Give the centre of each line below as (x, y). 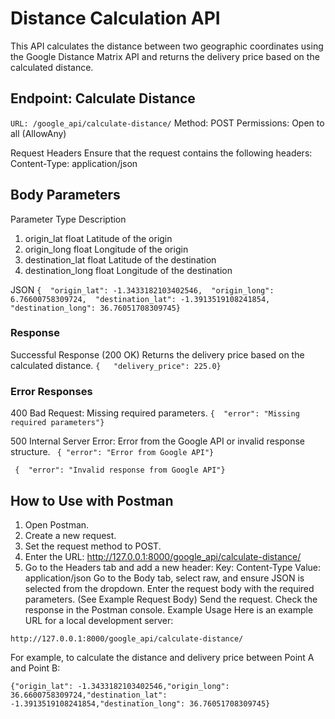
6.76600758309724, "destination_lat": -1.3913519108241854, (140, 299)
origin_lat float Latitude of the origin (98, 238)
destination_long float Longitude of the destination (128, 270)
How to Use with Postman (92, 500)
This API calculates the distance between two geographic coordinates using (167, 46)
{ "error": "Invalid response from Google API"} (120, 470)
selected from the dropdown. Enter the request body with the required (169, 588)
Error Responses (51, 391)
